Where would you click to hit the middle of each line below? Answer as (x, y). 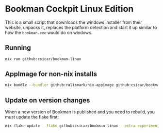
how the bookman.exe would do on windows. (49, 32)
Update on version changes (48, 100)
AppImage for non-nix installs (51, 74)
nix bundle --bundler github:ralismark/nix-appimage (59, 85)
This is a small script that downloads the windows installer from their (73, 22)
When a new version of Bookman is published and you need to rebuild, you (80, 112)
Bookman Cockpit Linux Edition (69, 9)
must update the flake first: (32, 117)
